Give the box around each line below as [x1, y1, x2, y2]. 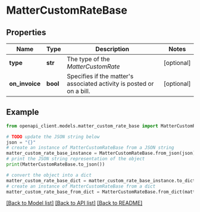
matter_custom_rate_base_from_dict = [6, 189, 100, 195]
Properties [6, 27, 46, 38]
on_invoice [9, 80, 41, 88]
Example [6, 107, 39, 117]
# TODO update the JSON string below [6, 133, 100, 140]
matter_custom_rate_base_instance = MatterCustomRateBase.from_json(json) [6, 150, 196, 157]
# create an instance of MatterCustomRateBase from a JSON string [6, 145, 174, 151]
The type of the [67, 55, 110, 63]
